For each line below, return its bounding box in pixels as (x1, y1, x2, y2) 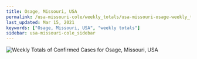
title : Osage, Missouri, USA (6, 8, 77, 15)
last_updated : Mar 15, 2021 (6, 19, 75, 25)
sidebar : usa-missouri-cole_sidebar (6, 30, 96, 36)
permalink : (6, 14, 33, 20)
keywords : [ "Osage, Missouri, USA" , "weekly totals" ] (6, 25, 141, 31)
